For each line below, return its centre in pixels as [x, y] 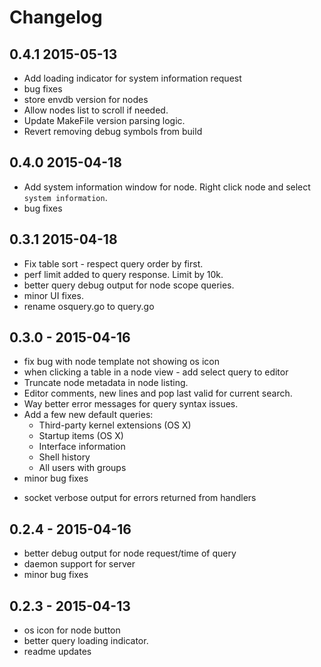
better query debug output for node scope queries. [129, 285]
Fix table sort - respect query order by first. [113, 263]
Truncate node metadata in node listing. [106, 383]
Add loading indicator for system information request [132, 78]
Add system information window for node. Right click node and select [167, 187]
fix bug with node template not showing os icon [121, 362]
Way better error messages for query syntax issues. [131, 404]
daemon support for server [79, 564]
